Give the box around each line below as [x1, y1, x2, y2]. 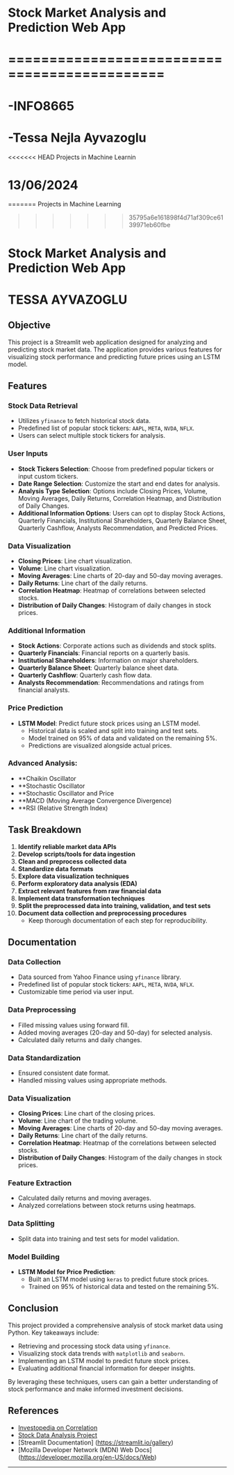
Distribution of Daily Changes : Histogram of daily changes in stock [17, 601, 211, 609]
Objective [8, 320, 51, 331]
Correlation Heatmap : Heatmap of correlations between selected [17, 586, 206, 595]
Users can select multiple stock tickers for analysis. [17, 431, 166, 440]
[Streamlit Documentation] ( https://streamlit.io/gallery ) [17, 1438, 174, 1447]
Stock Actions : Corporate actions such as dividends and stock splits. [17, 641, 217, 650]
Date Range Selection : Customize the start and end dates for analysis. [17, 479, 220, 488]
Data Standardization [8, 1053, 81, 1062]
